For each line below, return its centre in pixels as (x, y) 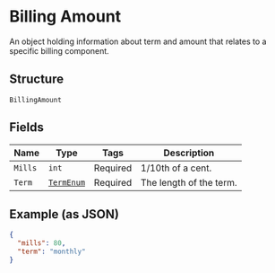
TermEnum (67, 182)
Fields (27, 128)
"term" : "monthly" (52, 252)
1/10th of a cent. (176, 168)
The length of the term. (189, 182)
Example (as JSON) (64, 214)
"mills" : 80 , (42, 243)
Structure (37, 79)
